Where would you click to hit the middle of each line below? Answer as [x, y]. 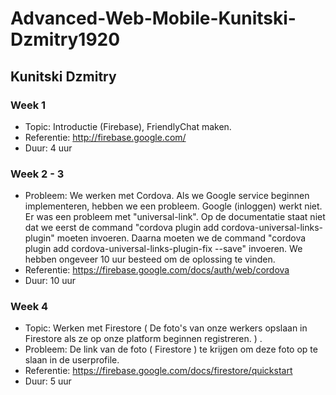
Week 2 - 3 [37, 174]
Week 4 [29, 307]
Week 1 [28, 105]
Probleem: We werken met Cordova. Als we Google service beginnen [167, 196]
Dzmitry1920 [65, 39]
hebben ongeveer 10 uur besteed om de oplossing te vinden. [150, 259]
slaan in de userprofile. [72, 360]
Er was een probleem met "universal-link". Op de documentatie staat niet [175, 217]
